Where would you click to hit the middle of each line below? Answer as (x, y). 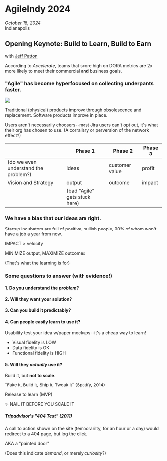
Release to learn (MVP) (29, 395)
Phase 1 (85, 151)
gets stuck (79, 197)
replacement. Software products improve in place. (56, 115)
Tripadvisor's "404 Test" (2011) (39, 416)
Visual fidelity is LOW (34, 343)
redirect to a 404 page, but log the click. (46, 434)
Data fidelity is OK (31, 348)
